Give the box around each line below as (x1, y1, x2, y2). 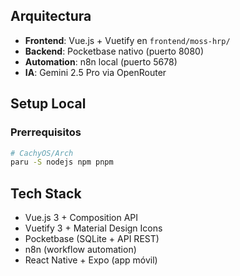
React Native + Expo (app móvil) (24, 254, 158, 266)
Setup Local (10, 95, 87, 113)
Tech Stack (10, 185, 82, 202)
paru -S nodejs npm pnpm (10, 157, 114, 168)
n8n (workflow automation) (24, 244, 137, 256)
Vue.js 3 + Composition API (24, 212, 138, 224)
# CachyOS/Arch (10, 148, 74, 158)
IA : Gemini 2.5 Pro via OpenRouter (24, 66, 167, 78)
